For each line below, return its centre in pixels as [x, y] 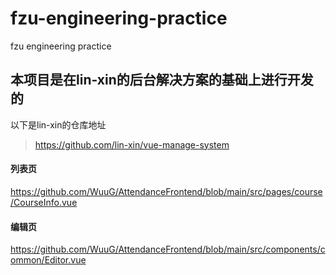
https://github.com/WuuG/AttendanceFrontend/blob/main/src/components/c [168, 249]
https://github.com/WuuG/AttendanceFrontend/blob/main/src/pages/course [166, 191]
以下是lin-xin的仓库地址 [58, 124]
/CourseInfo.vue [44, 202]
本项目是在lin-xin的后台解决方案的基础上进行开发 [162, 80]
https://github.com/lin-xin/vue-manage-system [132, 144]
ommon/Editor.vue [48, 260]
